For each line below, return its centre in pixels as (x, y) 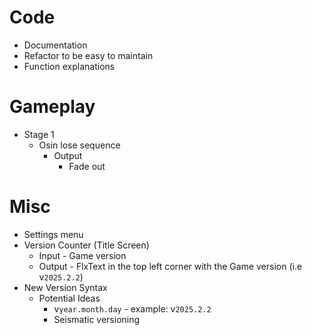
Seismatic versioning (97, 319)
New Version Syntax (65, 287)
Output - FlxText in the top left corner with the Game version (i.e (170, 266)
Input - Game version (82, 255)
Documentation (55, 45)
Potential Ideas (69, 298)
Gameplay (52, 107)
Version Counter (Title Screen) (86, 245)
